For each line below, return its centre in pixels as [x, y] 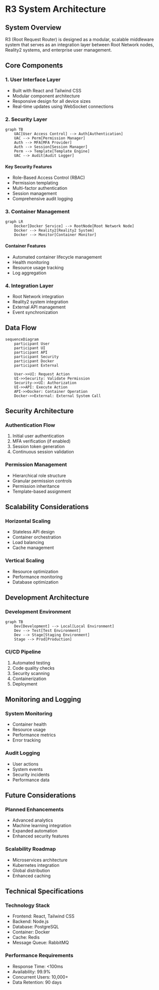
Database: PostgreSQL [36, 927]
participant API [31, 352]
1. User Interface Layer [33, 79]
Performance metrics [34, 735]
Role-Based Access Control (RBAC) [49, 178]
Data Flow [21, 328]
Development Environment [38, 612]
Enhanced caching [32, 876]
